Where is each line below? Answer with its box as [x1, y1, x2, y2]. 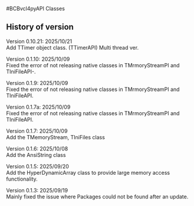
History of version [6, 22, 74, 32]
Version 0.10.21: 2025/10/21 [6, 38, 73, 45]
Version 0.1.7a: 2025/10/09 [6, 103, 71, 110]
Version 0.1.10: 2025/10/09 [6, 55, 70, 63]
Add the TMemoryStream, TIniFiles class [6, 133, 105, 140]
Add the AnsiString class [6, 151, 66, 158]
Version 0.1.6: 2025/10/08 [6, 145, 68, 152]
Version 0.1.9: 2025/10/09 [6, 79, 68, 86]
